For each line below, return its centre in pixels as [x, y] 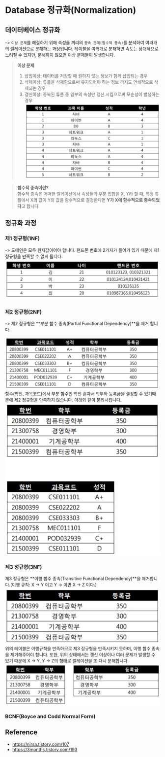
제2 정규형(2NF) [24, 312]
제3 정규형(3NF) [24, 567]
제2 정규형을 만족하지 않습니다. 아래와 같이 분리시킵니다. [68, 400]
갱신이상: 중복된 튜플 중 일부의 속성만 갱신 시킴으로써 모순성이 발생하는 [92, 94]
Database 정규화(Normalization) [71, 10]
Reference [21, 732]
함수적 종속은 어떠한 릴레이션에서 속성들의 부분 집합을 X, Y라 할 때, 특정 [85, 194]
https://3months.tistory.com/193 [45, 749]
